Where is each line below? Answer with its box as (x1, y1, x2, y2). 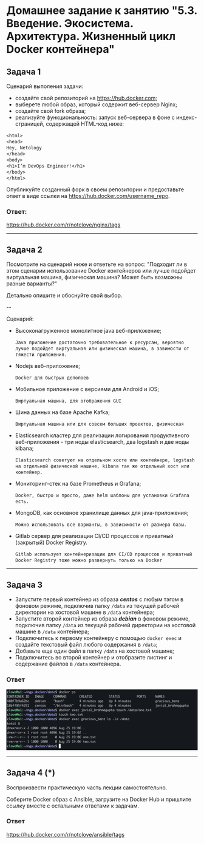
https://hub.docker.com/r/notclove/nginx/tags (6, 221, 121, 228)
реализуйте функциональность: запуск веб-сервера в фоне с (15, 114, 175, 121)
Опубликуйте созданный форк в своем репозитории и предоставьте (6, 186, 184, 193)
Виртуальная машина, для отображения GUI (15, 398, 121, 404)
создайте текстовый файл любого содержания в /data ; (15, 641, 158, 648)
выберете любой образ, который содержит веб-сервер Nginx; (15, 101, 178, 108)
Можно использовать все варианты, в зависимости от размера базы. (15, 522, 187, 528)
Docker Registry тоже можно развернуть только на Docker (15, 557, 163, 563)
